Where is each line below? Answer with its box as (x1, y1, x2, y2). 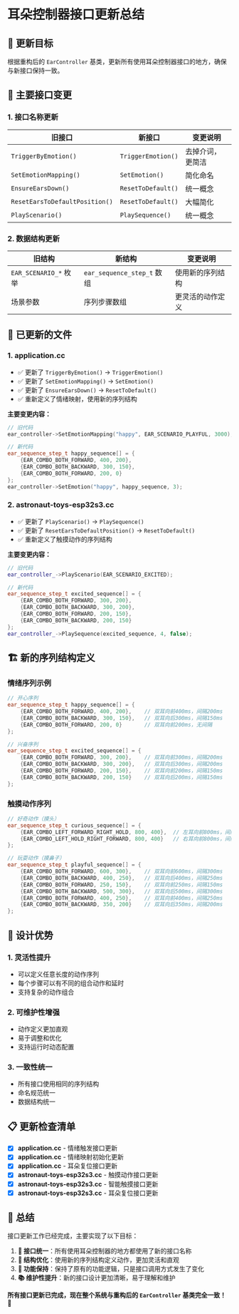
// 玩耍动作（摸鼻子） (7, 855, 65, 862)
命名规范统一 (17, 1089, 55, 1097)
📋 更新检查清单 (7, 1120, 76, 1132)
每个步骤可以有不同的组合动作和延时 (17, 978, 124, 987)
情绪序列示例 (7, 678, 52, 688)
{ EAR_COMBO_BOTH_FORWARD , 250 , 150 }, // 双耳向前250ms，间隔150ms (20, 881, 223, 888)
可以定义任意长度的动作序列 (17, 970, 100, 978)
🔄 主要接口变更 (7, 89, 73, 101)
